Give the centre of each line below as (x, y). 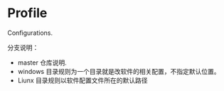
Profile (27, 13)
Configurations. (30, 33)
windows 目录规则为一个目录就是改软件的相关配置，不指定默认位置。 (119, 71)
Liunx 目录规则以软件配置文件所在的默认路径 (82, 80)
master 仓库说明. (42, 63)
